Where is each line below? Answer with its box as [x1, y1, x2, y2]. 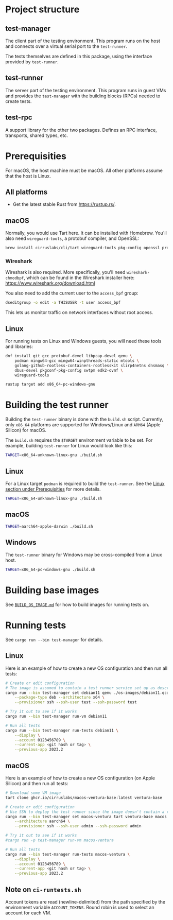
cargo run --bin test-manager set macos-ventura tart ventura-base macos [5, 814, 167, 819]
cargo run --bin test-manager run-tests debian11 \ [5, 727, 118, 733]
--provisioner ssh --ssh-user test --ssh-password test [14, 700, 137, 705]
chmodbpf [5, 275, 24, 281]
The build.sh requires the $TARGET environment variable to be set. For [5, 437, 153, 443]
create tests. [5, 98, 32, 104]
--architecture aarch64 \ [14, 819, 71, 824]
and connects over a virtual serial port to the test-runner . [5, 43, 128, 49]
